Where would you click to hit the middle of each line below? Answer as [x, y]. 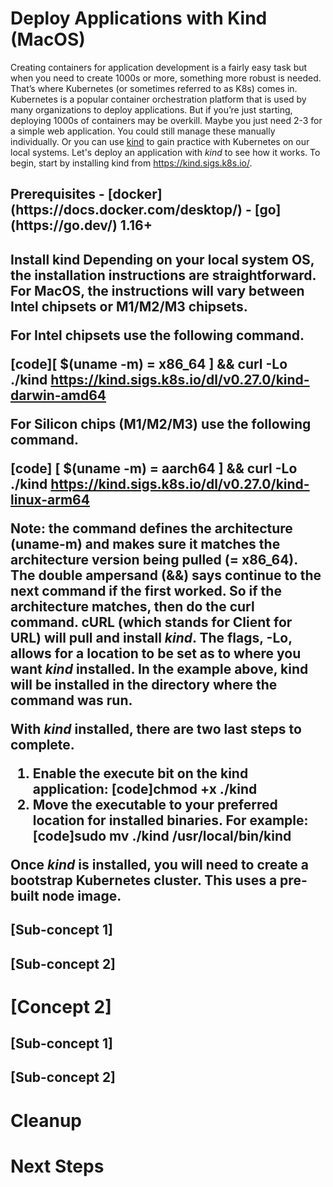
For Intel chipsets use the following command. [157, 335]
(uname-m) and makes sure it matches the [145, 543]
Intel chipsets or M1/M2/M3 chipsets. [129, 306]
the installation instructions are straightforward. [163, 275]
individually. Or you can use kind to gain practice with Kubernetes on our [160, 141]
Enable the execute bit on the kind [140, 773]
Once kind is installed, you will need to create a [159, 864]
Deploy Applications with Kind [139, 18]
